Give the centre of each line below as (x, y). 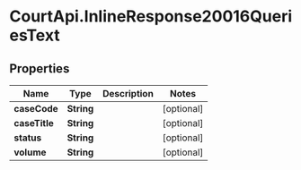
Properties (40, 68)
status (28, 138)
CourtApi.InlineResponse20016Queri (151, 17)
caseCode (36, 109)
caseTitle (34, 123)
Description (128, 93)
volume (30, 152)
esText (35, 35)
